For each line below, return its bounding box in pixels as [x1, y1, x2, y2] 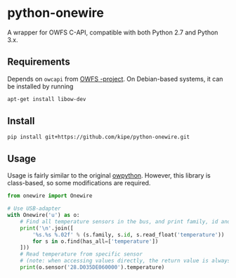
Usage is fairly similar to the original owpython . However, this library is [7, 171, 211, 180]
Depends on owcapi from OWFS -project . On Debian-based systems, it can [7, 74, 223, 83]
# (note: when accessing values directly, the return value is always [20, 258, 231, 265]
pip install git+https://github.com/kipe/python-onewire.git [7, 133, 190, 141]
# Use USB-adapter [7, 205, 61, 212]
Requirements [7, 56, 70, 68]
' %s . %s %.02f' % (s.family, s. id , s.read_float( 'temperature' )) [32, 231, 225, 238]
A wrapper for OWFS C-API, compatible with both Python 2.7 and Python [7, 28, 218, 37]
